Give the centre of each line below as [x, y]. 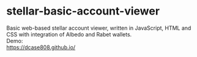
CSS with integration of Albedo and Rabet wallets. [69, 34]
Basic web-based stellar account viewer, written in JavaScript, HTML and [99, 28]
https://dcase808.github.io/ [41, 47]
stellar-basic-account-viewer [83, 11]
